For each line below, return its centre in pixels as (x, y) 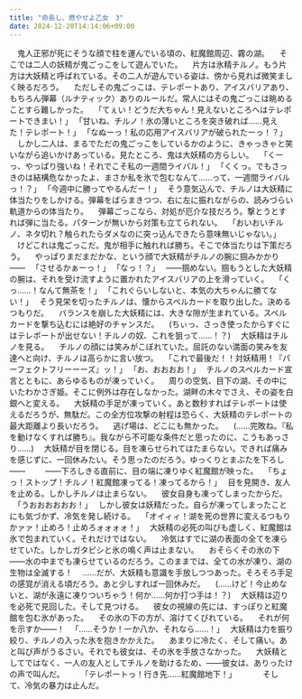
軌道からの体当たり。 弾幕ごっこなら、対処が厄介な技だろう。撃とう (140, 211)
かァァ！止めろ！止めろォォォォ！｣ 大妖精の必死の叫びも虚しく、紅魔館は (151, 527)
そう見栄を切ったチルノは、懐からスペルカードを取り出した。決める (165, 301)
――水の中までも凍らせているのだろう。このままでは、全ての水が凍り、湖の (151, 561)
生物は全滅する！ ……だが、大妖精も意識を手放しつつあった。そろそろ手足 (151, 572)
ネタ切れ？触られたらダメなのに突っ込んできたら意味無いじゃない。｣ (151, 233)
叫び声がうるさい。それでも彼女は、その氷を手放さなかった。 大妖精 (148, 651)
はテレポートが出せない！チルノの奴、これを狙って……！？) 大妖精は (141, 335)
